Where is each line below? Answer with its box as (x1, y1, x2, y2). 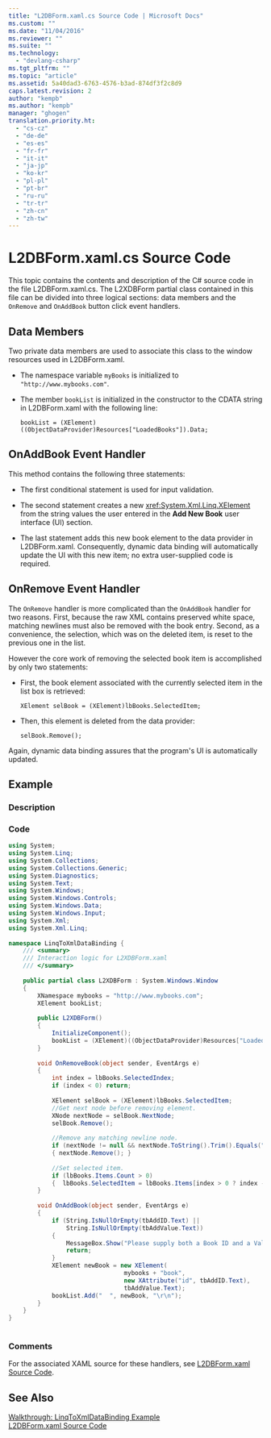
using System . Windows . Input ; (8, 909, 106, 918)
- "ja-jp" (15, 162, 48, 170)
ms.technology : (8, 49, 60, 57)
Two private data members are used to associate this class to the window (8, 346, 252, 356)
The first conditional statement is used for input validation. (19, 485, 215, 494)
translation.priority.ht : (8, 117, 95, 125)
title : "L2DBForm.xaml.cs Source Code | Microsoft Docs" (8, 11, 204, 20)
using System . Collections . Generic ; (8, 864, 128, 872)
